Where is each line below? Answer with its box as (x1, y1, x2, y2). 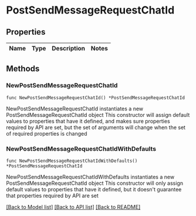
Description (52, 45, 85, 52)
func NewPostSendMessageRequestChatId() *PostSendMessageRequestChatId (6, 95, 185, 100)
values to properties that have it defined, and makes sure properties (6, 117, 170, 124)
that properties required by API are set (6, 192, 99, 199)
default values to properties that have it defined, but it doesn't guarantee (6, 185, 182, 193)
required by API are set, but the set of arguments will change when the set (6, 124, 186, 131)
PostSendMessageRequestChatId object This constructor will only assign (6, 180, 184, 187)
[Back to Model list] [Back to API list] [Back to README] (6, 203, 141, 210)
